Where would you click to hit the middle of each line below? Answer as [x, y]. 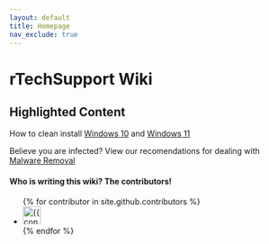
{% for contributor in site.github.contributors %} [111, 201]
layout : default [40, 18]
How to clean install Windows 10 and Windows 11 [100, 134]
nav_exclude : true [44, 34]
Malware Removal [42, 161]
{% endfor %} [48, 230]
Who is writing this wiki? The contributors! [91, 181]
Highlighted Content [67, 112]
